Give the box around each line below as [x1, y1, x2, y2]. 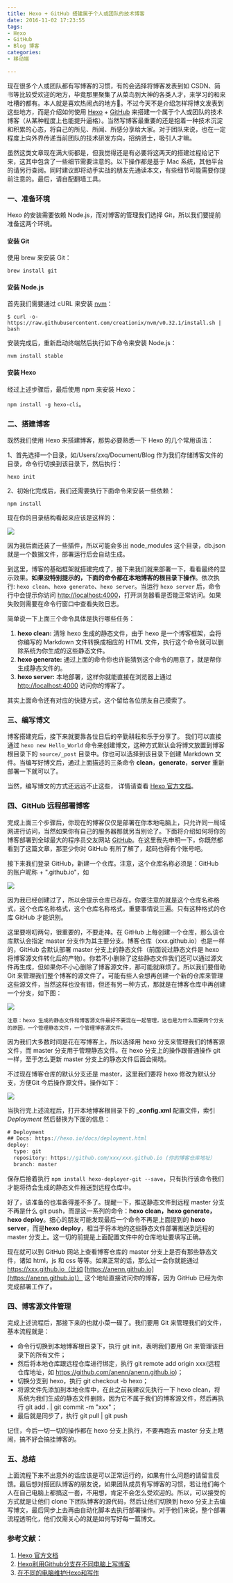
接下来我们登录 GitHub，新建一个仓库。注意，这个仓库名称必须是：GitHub [7, 859, 219, 867]
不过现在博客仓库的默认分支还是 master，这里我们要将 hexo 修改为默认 [7, 1069, 210, 1078]
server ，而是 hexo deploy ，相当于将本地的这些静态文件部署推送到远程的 [7, 1224, 215, 1232]
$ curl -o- [7, 314, 39, 321]
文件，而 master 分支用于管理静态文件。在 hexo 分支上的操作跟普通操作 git [7, 1046, 221, 1054]
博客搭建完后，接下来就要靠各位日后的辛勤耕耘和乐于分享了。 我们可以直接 [7, 732, 222, 741]
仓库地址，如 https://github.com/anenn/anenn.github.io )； [17, 1368, 184, 1376]
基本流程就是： [7, 1327, 50, 1336]
